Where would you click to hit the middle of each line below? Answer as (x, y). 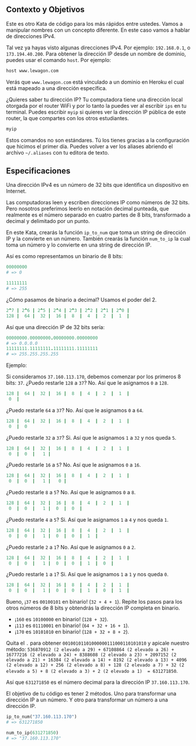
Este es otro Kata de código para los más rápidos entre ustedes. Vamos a (94, 23)
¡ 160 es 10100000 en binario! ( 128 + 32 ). (61, 620)
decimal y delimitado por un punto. (48, 221)
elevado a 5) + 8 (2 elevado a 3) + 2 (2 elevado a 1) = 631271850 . (92, 671)
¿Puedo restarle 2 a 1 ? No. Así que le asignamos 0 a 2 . (71, 547)
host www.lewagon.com (32, 71)
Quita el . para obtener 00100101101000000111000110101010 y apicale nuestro (98, 643)
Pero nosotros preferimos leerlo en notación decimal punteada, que (87, 209)
